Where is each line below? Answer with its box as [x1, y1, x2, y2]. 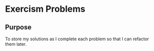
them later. [5, 41, 27, 47]
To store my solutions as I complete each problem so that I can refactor [5, 36, 149, 42]
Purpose [5, 23, 32, 31]
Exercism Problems [5, 3, 86, 15]
